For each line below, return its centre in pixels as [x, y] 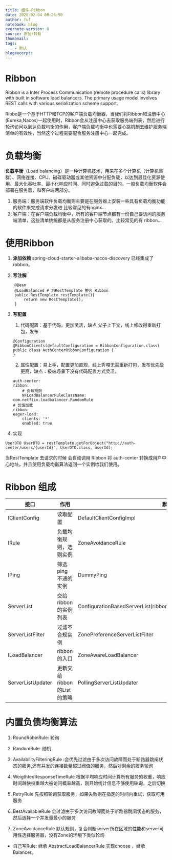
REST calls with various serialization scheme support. [62, 104]
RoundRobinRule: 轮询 [36, 738]
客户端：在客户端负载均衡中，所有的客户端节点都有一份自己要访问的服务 [89, 214]
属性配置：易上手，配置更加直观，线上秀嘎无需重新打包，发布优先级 [92, 365]
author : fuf [18, 19]
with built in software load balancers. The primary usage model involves [81, 98]
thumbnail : [17, 39]
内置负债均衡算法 [41, 722]
